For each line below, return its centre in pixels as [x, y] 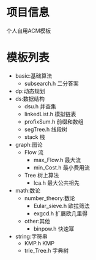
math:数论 [28, 190]
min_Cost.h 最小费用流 [61, 167]
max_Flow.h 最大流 [57, 160]
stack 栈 [35, 137]
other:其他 [37, 221]
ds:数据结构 [30, 98]
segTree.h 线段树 [46, 129]
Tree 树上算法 [42, 175]
